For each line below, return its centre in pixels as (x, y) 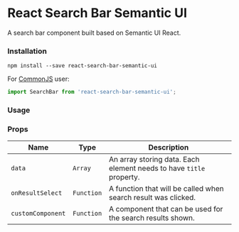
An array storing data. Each (154, 160)
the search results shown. (152, 218)
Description (169, 148)
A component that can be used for (166, 209)
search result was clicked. (153, 198)
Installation (27, 51)
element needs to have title (157, 168)
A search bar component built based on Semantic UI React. (94, 33)
